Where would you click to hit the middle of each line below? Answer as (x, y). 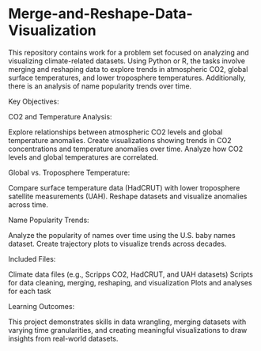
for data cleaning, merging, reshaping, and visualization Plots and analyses (130, 282)
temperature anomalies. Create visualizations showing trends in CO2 (120, 140)
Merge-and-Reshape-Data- (101, 14)
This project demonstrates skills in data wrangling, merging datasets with (127, 322)
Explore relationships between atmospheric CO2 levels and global (115, 132)
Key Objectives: (34, 101)
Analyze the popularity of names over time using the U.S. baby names (122, 235)
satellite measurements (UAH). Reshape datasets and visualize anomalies (128, 196)
